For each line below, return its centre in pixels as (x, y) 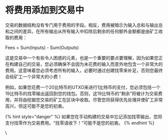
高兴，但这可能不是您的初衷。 (36, 106)
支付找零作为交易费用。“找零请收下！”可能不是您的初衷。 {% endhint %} (80, 122)
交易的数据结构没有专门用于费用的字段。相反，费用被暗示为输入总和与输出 (82, 25)
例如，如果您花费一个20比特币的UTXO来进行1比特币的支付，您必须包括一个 (83, 87)
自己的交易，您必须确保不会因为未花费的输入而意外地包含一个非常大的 (90, 64)
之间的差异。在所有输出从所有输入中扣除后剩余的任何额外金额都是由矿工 (84, 31)
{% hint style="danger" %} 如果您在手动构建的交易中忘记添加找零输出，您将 (84, 116)
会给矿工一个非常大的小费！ (34, 76)
